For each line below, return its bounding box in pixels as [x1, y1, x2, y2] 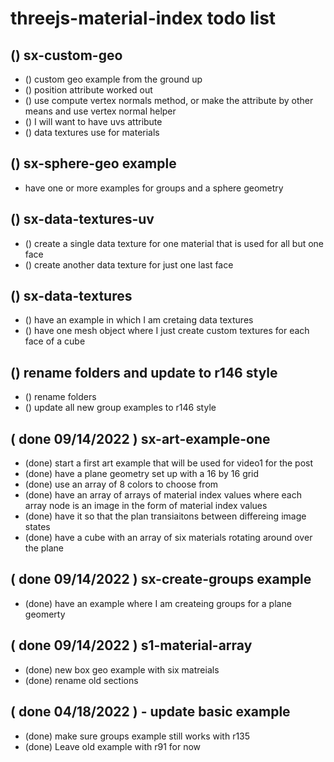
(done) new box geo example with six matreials [24, 663, 220, 676]
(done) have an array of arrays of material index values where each [24, 489, 302, 501]
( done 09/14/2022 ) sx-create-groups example [10, 571, 312, 588]
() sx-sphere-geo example [10, 155, 177, 172]
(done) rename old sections [24, 674, 139, 686]
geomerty [24, 608, 66, 620]
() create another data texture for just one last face [24, 258, 234, 271]
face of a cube [24, 335, 86, 347]
